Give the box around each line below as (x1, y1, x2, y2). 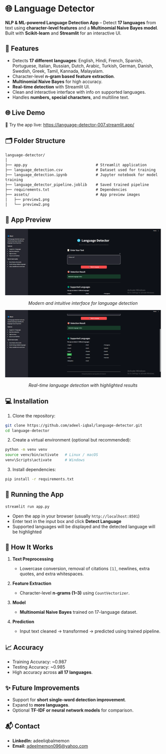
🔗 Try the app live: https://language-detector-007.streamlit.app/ (5, 121, 134, 127)
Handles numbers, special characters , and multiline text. (12, 94, 129, 100)
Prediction (12, 619, 35, 625)
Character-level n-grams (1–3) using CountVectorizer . (19, 590, 130, 596)
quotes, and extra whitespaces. (19, 571, 84, 577)
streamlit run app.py (5, 504, 50, 509)
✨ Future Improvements (5, 683, 80, 692)
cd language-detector (5, 428, 50, 433)
